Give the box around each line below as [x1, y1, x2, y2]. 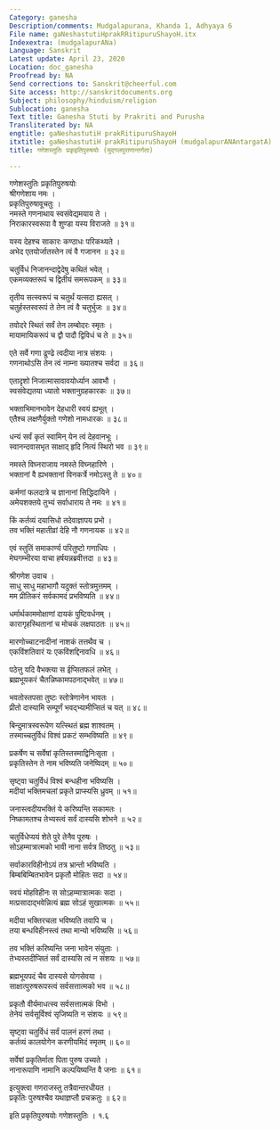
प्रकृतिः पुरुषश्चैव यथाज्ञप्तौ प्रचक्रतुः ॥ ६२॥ [9, 1092, 126, 1102]
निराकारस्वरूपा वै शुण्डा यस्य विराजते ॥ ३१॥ [9, 218, 135, 228]
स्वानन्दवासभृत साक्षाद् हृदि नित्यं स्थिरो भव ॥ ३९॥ [9, 441, 148, 451]
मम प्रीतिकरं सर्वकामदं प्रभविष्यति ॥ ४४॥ [9, 590, 120, 601]
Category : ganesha [9, 12, 77, 22]
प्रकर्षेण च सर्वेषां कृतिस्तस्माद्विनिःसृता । [9, 747, 116, 758]
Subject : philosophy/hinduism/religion [9, 95, 157, 105]
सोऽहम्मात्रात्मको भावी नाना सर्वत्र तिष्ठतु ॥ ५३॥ [9, 841, 140, 852]
